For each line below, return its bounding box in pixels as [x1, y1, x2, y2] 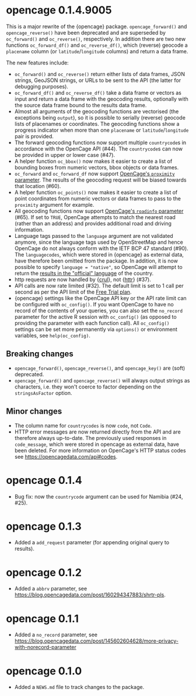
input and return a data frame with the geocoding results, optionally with [14, 95, 188, 103]
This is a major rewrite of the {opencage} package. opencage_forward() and [6, 23, 187, 30]
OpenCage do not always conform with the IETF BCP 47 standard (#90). [14, 244, 188, 252]
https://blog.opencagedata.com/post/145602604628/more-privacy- [14, 637, 179, 644]
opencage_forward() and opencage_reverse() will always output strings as [14, 377, 190, 384]
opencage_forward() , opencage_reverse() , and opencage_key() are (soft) [14, 364, 185, 371]
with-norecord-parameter [14, 644, 77, 651]
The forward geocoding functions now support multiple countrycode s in [14, 139, 187, 146]
